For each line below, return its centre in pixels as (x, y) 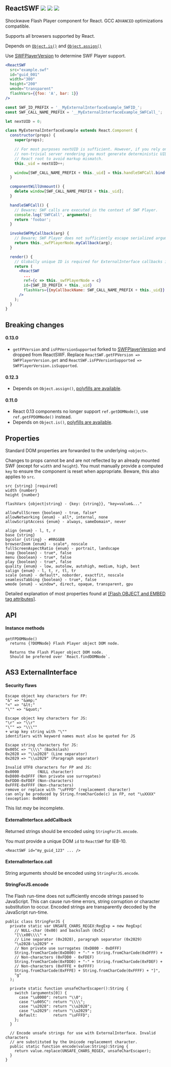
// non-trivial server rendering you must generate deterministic (86, 154)
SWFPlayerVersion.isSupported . (45, 365)
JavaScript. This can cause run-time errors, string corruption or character (83, 901)
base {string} (20, 535)
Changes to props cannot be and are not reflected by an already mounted (82, 460)
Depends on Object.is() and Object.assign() (53, 46)
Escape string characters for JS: (42, 745)
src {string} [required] (32, 486)
